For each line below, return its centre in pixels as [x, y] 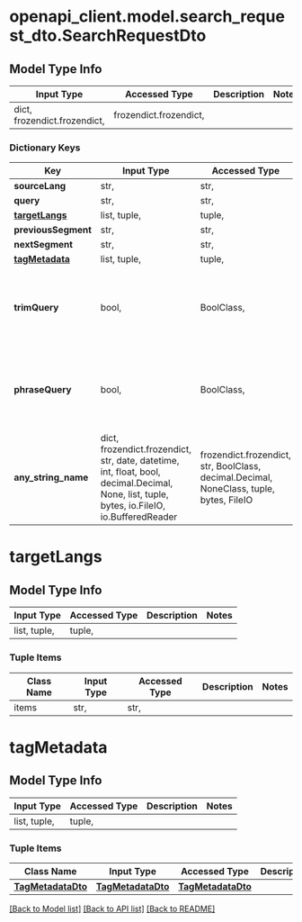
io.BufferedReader [139, 517]
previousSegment [53, 230]
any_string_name [51, 477]
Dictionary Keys [45, 148]
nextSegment [44, 245]
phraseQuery [43, 390]
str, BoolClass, [231, 466]
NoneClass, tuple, [238, 489]
